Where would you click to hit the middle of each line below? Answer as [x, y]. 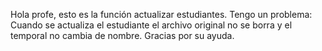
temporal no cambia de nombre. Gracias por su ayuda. [122, 35]
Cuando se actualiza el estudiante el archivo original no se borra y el [151, 25]
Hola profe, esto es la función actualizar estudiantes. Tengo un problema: [161, 14]
